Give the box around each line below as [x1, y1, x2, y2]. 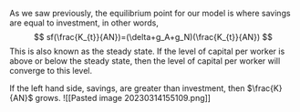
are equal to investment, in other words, [9, 17, 160, 28]
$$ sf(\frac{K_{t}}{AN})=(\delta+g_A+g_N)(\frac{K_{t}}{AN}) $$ [33, 32, 274, 42]
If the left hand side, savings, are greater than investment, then [9, 83, 245, 94]
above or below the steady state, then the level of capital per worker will [9, 56, 281, 66]
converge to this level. [9, 66, 93, 76]
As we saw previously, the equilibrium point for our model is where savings [9, 8, 291, 18]
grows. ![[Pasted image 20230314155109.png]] [35, 93, 212, 103]
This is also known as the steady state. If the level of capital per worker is [9, 46, 285, 56]
